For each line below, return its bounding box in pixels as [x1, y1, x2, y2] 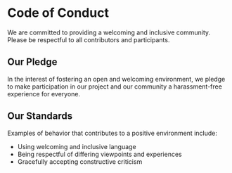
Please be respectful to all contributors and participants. [7, 35, 170, 44]
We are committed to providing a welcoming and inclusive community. [7, 28, 211, 37]
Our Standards [7, 110, 73, 122]
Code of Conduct [7, 5, 109, 21]
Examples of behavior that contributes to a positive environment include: [7, 129, 218, 137]
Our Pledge [7, 56, 58, 68]
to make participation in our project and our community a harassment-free [7, 82, 223, 91]
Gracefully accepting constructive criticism [17, 157, 143, 166]
